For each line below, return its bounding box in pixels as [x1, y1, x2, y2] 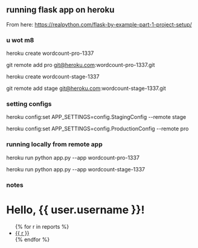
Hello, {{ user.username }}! [6, 203, 145, 217]
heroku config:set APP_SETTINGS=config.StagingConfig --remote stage [6, 113, 187, 121]
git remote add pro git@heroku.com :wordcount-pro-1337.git [6, 62, 155, 69]
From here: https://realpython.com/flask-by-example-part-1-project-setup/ [6, 21, 192, 28]
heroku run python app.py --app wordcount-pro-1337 [6, 154, 140, 161]
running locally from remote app [6, 140, 103, 148]
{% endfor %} [14, 235, 50, 243]
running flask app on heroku [6, 5, 115, 15]
